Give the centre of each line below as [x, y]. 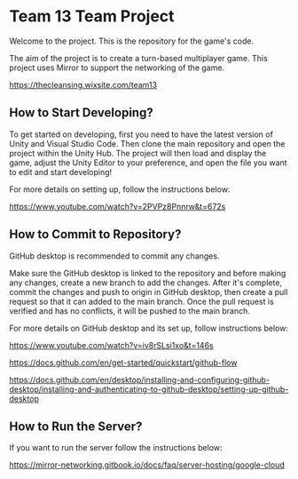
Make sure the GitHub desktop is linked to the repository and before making [148, 273]
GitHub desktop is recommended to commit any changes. [114, 256]
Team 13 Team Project [92, 16]
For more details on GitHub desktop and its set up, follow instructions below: [149, 328]
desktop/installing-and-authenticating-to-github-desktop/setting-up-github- [149, 389]
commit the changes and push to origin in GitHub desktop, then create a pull [149, 291]
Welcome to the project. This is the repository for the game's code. [132, 41]
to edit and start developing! [61, 172]
